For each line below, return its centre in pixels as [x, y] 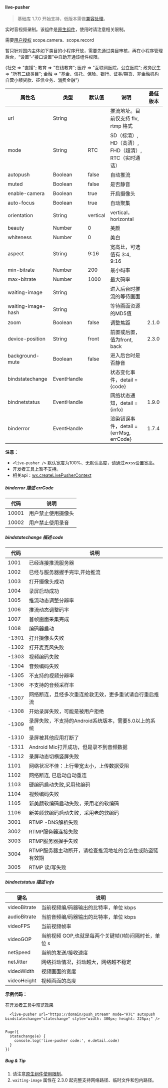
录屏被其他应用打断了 [54, 738]
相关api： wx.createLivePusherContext [52, 475]
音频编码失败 [44, 666]
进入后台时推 [125, 289]
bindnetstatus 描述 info [30, 882]
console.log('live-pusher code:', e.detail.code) [67, 1041]
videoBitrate [22, 908]
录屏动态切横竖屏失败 [54, 757]
